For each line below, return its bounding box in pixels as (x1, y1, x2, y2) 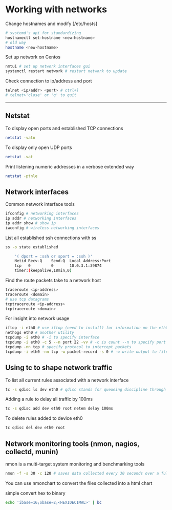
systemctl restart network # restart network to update (5, 69, 127, 74)
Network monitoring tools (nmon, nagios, (5, 439, 140, 448)
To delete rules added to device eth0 (5, 415, 83, 421)
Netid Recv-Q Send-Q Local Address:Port (14, 259, 111, 264)
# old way (5, 40, 27, 45)
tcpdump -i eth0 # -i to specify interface (5, 335, 100, 340)
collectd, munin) (5, 447, 59, 456)
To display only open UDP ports (5, 144, 73, 151)
